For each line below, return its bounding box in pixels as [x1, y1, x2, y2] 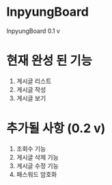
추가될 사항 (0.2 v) [6, 121, 106, 136]
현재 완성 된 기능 [6, 53, 93, 69]
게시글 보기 [16, 94, 46, 102]
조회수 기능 [16, 145, 46, 153]
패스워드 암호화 [16, 170, 57, 178]
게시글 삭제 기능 [16, 153, 59, 161]
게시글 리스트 [16, 77, 52, 85]
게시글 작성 [16, 85, 46, 93]
